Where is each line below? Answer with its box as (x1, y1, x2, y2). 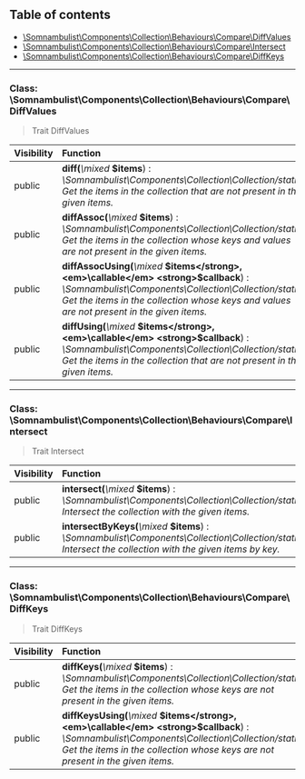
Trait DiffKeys (31, 623, 84, 634)
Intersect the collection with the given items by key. (62, 543, 280, 555)
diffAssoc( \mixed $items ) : (62, 211, 179, 224)
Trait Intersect (31, 445, 84, 457)
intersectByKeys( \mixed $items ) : (62, 520, 210, 533)
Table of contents (9, 7, 111, 23)
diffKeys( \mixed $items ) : (62, 660, 173, 673)
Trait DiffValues (31, 125, 90, 136)
